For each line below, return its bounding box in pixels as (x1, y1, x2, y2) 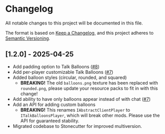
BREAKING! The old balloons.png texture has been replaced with (20, 79, 158, 86)
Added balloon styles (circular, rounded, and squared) (12, 74, 127, 81)
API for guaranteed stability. (20, 118, 79, 124)
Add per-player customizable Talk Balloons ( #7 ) (12, 69, 114, 75)
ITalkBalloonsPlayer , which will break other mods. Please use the (20, 112, 160, 118)
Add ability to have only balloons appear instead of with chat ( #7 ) (12, 96, 151, 102)
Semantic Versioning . (5, 35, 50, 41)
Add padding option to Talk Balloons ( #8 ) (12, 63, 100, 69)
